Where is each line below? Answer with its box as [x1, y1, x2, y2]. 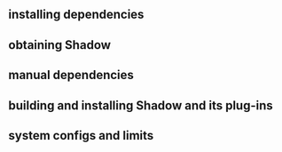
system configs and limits [8, 128, 154, 143]
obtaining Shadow [8, 37, 112, 52]
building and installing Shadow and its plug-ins [8, 98, 274, 113]
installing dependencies [8, 7, 145, 22]
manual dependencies [8, 68, 135, 83]
